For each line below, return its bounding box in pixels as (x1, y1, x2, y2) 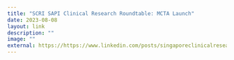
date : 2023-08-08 (7, 17, 58, 23)
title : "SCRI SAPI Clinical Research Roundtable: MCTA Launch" (7, 10, 195, 17)
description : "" (7, 29, 54, 37)
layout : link (7, 23, 45, 30)
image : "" (7, 36, 36, 43)
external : (7, 42, 36, 49)
